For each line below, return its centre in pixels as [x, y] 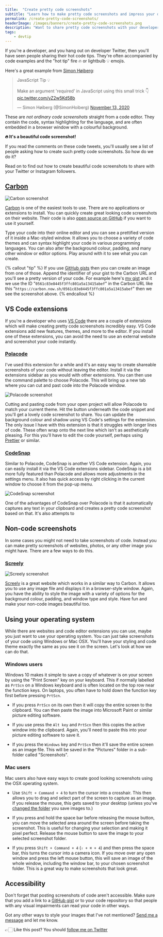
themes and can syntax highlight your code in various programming [73, 243]
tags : [10, 32]
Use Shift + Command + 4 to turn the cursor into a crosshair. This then [82, 793]
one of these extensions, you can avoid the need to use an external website [81, 336]
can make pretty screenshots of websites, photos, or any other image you [79, 545]
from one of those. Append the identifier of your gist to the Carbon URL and [81, 273]
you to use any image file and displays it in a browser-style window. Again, [80, 589]
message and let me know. [32, 920]
